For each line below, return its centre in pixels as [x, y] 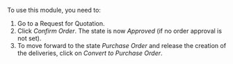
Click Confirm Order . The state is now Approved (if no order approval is [120, 31]
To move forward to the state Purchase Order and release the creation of [122, 46]
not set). [29, 38]
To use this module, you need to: [54, 10]
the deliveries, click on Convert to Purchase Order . [90, 53]
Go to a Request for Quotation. [61, 23]
